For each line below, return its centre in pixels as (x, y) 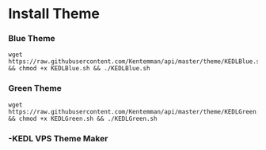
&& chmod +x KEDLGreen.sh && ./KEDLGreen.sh (83, 118)
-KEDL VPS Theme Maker (58, 138)
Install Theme (54, 14)
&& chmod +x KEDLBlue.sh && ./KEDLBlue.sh (79, 69)
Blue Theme (32, 39)
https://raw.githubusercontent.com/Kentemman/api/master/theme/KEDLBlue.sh (136, 62)
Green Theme (35, 88)
